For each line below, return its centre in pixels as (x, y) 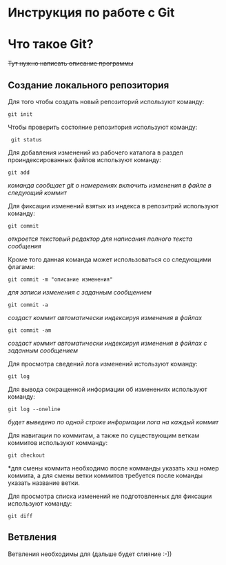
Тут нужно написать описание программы (71, 63)
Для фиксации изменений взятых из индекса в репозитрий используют (113, 206)
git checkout (27, 455)
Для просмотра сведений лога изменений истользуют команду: (103, 364)
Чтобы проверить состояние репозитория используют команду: (103, 127)
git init (20, 114)
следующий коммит (38, 192)
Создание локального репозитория (89, 85)
